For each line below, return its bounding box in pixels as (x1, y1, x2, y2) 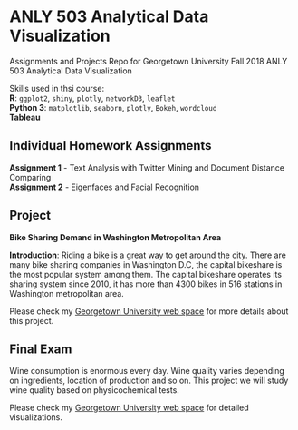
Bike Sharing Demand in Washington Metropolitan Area (9, 231, 222, 242)
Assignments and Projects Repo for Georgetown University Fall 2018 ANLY (9, 55, 288, 66)
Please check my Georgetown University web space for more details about (9, 306, 289, 317)
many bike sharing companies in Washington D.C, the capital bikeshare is (9, 259, 283, 269)
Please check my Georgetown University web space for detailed (9, 402, 249, 414)
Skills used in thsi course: (9, 83, 105, 93)
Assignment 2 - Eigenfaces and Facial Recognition (9, 181, 200, 192)
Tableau (9, 112, 41, 122)
